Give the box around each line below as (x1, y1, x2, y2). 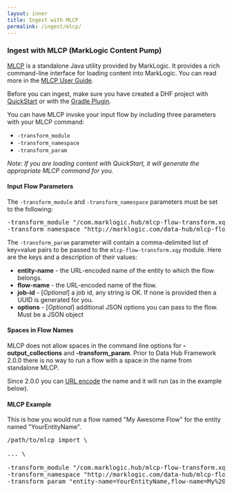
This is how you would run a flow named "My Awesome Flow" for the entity (7, 415, 221, 424)
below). (7, 384, 29, 392)
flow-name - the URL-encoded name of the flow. (17, 281, 157, 289)
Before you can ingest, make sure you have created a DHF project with (7, 89, 209, 97)
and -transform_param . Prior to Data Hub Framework (63, 349, 216, 357)
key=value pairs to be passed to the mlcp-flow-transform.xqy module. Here (7, 245, 222, 254)
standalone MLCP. (7, 363, 59, 372)
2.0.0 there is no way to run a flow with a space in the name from (7, 357, 192, 365)
